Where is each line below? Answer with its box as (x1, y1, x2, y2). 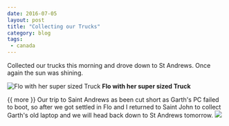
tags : (7, 36, 23, 43)
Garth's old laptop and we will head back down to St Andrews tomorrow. (7, 111, 213, 119)
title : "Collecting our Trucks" (7, 23, 100, 30)
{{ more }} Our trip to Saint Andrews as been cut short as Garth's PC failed (7, 96, 219, 104)
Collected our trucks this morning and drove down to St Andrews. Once (7, 62, 211, 69)
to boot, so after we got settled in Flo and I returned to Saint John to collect (7, 103, 221, 111)
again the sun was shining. (7, 69, 83, 77)
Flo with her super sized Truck (102, 82, 192, 90)
